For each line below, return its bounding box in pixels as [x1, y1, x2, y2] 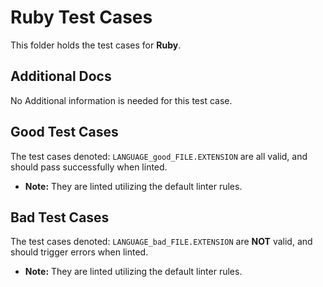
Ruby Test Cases [10, 6, 153, 29]
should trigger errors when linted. [10, 246, 149, 258]
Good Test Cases [10, 124, 119, 141]
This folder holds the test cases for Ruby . [10, 39, 182, 51]
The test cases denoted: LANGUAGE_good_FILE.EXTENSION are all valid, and [10, 150, 308, 162]
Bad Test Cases [10, 209, 110, 226]
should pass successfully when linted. [10, 161, 168, 173]
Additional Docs [10, 68, 112, 85]
